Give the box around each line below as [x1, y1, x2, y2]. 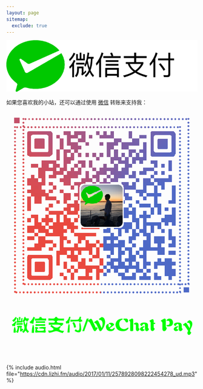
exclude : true [12, 22, 47, 29]
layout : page [6, 10, 39, 16]
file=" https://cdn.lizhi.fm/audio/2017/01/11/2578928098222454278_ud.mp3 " [6, 370, 198, 377]
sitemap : [6, 16, 28, 22]
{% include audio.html [6, 364, 62, 371]
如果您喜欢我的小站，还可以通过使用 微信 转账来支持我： [6, 99, 147, 106]
